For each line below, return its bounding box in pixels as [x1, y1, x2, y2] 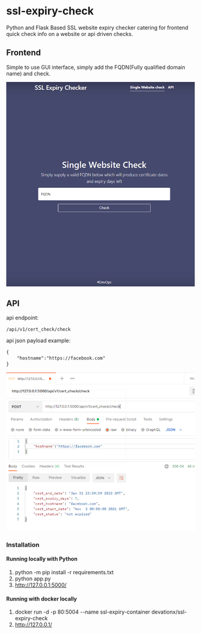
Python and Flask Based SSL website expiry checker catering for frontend [6, 24, 188, 31]
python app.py [14, 575, 51, 582]
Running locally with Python [6, 555, 78, 563]
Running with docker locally [6, 595, 77, 602]
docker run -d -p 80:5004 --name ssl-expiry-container [14, 608, 151, 615]
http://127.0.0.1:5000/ [14, 581, 67, 589]
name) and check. [6, 70, 51, 77]
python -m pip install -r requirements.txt [14, 568, 114, 575]
